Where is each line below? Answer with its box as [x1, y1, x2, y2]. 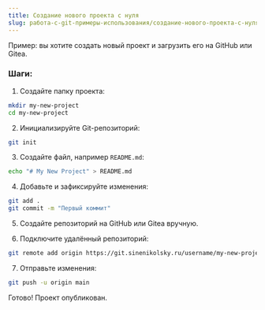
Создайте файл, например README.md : [19, 153, 144, 162]
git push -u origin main [8, 279, 90, 286]
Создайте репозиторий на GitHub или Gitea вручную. [19, 219, 199, 228]
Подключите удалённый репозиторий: [19, 234, 149, 244]
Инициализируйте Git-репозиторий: [19, 123, 140, 132]
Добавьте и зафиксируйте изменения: [19, 182, 148, 191]
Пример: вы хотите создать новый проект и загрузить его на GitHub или [8, 40, 252, 50]
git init [8, 138, 37, 146]
